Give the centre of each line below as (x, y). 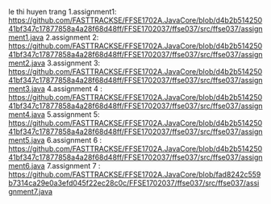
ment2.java (27, 63)
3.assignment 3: (74, 63)
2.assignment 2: (72, 37)
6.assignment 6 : (74, 140)
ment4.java (27, 114)
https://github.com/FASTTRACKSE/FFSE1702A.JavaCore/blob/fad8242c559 (135, 174)
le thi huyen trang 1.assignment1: (63, 12)
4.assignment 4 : (75, 89)
